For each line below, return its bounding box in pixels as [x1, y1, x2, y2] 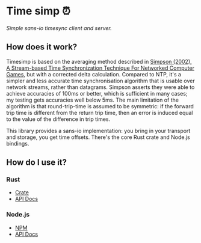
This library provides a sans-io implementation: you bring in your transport [6, 127, 191, 134]
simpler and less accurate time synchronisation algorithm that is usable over [6, 77, 195, 84]
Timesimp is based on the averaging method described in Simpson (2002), [6, 58, 192, 65]
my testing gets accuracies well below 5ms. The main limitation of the [6, 96, 179, 103]
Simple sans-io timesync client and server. [6, 24, 113, 31]
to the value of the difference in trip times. [6, 115, 111, 123]
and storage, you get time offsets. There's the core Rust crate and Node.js [6, 134, 191, 141]
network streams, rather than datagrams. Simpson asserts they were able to [6, 83, 195, 91]
